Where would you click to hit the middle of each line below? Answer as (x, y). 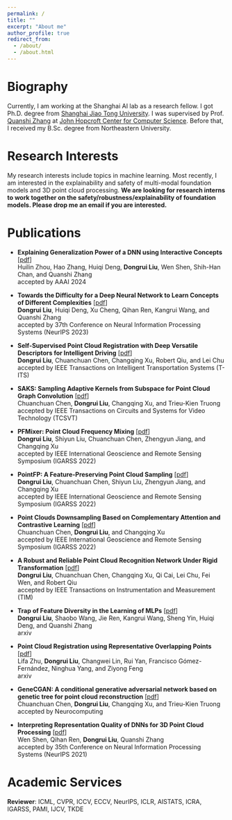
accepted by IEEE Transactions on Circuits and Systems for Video (111, 410)
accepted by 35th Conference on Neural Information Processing (109, 746)
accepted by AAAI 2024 (52, 281)
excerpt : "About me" (37, 26)
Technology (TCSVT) (47, 418)
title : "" (22, 20)
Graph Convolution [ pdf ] (53, 396)
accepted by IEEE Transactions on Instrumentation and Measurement (116, 589)
